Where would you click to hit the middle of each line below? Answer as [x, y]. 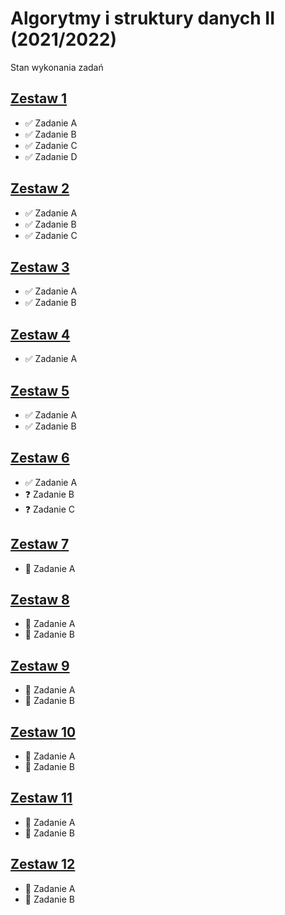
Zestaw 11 [41, 798]
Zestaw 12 [43, 864]
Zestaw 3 [40, 267]
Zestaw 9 [40, 665]
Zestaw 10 [43, 732]
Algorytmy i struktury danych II [143, 18]
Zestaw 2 [40, 188]
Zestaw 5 [40, 390]
